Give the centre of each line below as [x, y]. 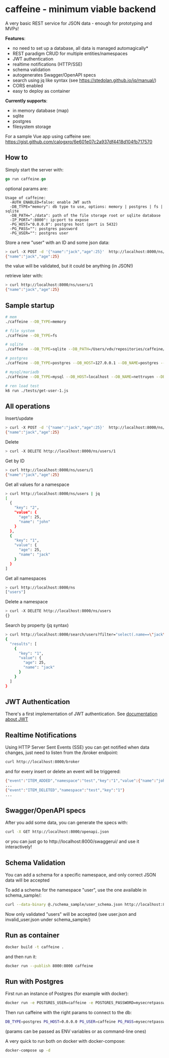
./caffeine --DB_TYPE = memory [36, 322]
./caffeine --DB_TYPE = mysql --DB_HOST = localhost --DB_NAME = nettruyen [80, 377]
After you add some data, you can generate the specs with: [67, 823]
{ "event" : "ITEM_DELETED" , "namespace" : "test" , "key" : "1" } [65, 790]
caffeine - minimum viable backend [80, 9]
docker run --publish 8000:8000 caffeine [49, 966]
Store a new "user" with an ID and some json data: [57, 242]
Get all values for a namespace [37, 484]
